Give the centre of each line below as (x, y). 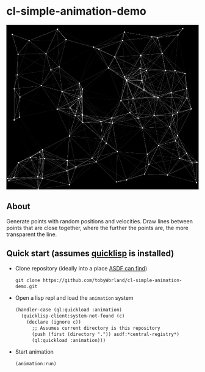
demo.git (26, 286)
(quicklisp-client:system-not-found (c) (73, 316)
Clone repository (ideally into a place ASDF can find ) (81, 268)
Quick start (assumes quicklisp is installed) (90, 254)
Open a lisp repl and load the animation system (74, 297)
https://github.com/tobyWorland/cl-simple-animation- (112, 280)
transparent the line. (32, 234)
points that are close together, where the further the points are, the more (98, 228)
